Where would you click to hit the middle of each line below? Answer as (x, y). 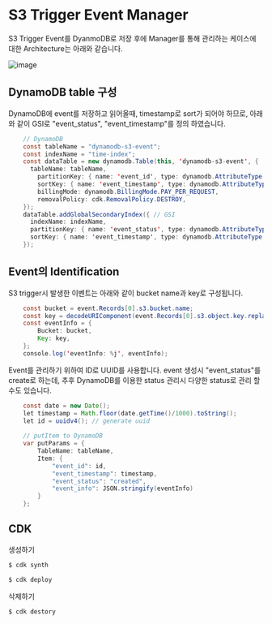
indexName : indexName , (68, 222)
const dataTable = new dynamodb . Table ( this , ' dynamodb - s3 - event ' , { (141, 161)
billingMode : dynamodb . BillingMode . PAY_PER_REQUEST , (128, 192)
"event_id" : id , (79, 466)
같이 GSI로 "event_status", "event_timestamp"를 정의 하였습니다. (121, 123)
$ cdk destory (32, 611)
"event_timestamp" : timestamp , (104, 473)
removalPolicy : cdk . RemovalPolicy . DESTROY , (112, 199)
